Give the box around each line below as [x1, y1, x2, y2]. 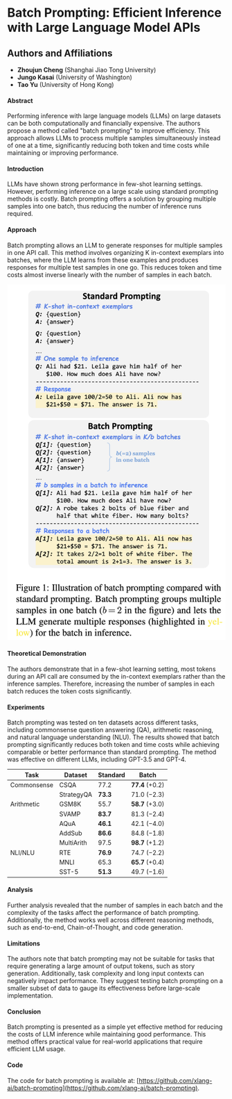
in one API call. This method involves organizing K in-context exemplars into [7, 248, 224, 256]
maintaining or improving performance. [7, 149, 119, 157]
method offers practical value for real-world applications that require [7, 1037, 203, 1046]
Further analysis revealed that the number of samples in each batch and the [7, 901, 224, 909]
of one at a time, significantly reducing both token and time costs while [7, 141, 210, 150]
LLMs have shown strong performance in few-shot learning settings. [7, 180, 203, 188]
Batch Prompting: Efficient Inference [7, 5, 222, 21]
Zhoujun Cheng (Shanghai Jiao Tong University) [17, 66, 157, 74]
